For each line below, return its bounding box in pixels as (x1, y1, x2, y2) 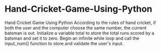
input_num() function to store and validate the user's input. (4, 40, 124, 46)
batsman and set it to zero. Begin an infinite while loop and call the (4, 35, 139, 41)
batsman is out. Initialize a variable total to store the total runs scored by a (4, 30, 155, 36)
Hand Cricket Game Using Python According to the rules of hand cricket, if (4, 20, 156, 25)
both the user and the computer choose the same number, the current (4, 25, 147, 30)
